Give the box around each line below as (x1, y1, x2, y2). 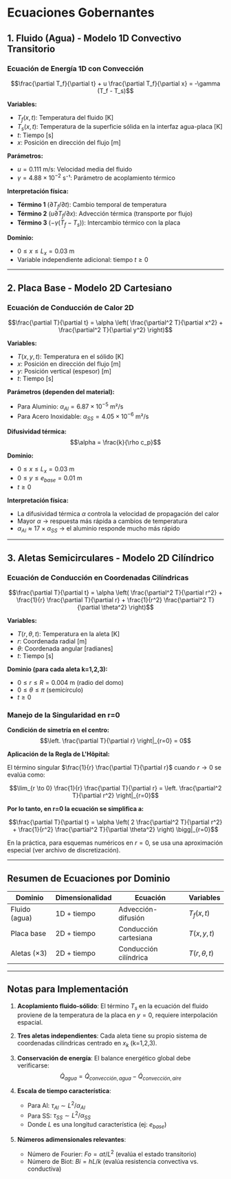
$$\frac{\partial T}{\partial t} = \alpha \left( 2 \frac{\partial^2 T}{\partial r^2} (8, 818, 223, 826)
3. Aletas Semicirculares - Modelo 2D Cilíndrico (7, 552, 214, 564)
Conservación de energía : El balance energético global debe (16, 1054, 191, 1062)
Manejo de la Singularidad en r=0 (7, 710, 120, 719)
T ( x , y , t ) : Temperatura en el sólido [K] (16, 353, 124, 360)
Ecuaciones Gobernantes (7, 5, 155, 21)
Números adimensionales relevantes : (16, 1136, 126, 1143)
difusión (118, 913, 145, 923)
